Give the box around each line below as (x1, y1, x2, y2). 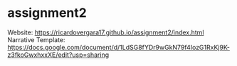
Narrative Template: (7, 35, 65, 44)
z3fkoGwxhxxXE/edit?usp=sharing (7, 51, 109, 59)
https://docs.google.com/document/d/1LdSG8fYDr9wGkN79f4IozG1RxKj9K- (7, 43, 230, 51)
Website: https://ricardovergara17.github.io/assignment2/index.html (7, 28, 204, 37)
